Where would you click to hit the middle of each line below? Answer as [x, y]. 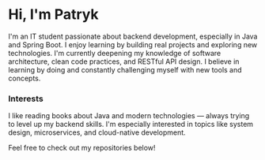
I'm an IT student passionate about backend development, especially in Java [133, 36]
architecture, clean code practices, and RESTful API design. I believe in [124, 61]
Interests [26, 99]
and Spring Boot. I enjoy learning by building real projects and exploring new [133, 44]
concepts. [25, 78]
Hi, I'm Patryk [53, 15]
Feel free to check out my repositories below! [82, 148]
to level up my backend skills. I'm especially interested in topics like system [131, 125]
